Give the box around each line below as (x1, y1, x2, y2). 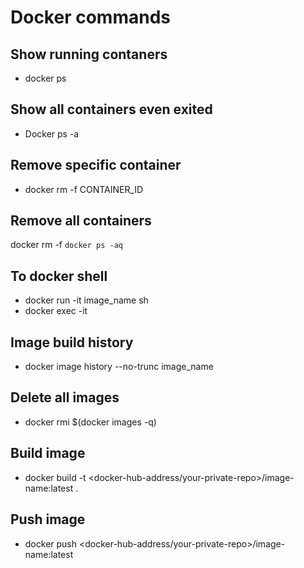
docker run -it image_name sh (24, 294, 149, 306)
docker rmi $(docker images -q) (24, 416, 157, 428)
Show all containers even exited (10, 101, 213, 118)
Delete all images (10, 389, 120, 406)
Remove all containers (10, 212, 152, 230)
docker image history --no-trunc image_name (24, 361, 214, 373)
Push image (10, 511, 86, 528)
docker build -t (24, 471, 87, 483)
